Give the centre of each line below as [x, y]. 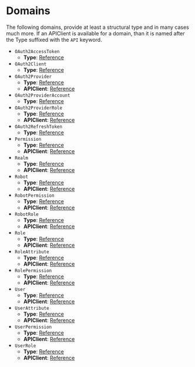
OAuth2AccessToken [37, 51]
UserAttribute [32, 308]
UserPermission [33, 327]
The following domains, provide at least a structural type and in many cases [97, 27]
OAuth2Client [31, 64]
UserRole [25, 346]
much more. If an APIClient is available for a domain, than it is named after [95, 33]
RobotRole [27, 214]
